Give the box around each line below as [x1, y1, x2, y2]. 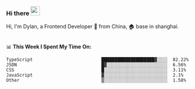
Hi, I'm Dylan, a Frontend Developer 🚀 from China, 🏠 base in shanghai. [6, 23, 179, 30]
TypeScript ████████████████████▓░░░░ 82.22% [6, 57, 189, 63]
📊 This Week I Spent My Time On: [6, 43, 92, 50]
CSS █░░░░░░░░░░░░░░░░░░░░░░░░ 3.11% [6, 67, 186, 73]
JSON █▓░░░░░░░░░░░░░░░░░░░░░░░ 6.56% [6, 62, 186, 68]
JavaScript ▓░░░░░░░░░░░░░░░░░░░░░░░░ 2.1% [6, 72, 184, 78]
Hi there [6, 9, 30, 17]
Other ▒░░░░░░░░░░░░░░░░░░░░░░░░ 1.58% [6, 77, 186, 84]
